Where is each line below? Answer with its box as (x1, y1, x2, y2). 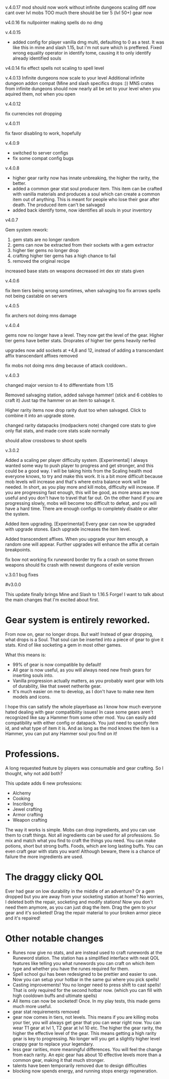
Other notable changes (5, 933, 104, 944)
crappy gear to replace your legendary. (12, 1041, 94, 1047)
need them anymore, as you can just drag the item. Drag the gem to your (5, 904, 156, 910)
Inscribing (12, 801, 34, 807)
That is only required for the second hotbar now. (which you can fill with (12, 987, 162, 993)
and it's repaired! (5, 915, 41, 921)
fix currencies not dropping (5, 111, 62, 116)
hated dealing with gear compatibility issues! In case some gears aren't (5, 709, 153, 715)
